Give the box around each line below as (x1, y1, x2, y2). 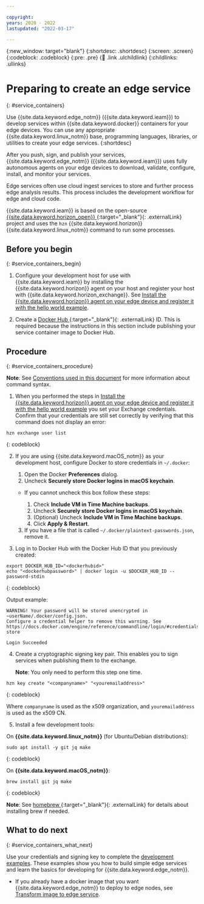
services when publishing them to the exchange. (15, 657, 137, 664)
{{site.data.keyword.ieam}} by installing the (15, 278, 123, 286)
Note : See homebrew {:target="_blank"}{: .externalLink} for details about (6, 801, 189, 808)
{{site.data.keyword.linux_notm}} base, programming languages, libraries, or (6, 133, 198, 140)
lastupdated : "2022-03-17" (6, 26, 75, 32)
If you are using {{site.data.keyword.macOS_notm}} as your (15, 452, 165, 459)
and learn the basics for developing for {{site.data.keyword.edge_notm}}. (6, 866, 189, 873)
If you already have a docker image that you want (15, 877, 139, 885)
